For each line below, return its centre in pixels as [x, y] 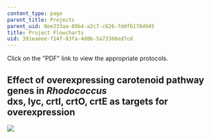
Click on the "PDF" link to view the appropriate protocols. [88, 58]
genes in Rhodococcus [57, 91]
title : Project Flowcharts [46, 33]
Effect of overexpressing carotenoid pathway [105, 80]
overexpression [41, 112]
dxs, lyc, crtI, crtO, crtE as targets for [88, 101]
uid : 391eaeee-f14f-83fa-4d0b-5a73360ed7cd [70, 39]
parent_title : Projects [41, 20]
